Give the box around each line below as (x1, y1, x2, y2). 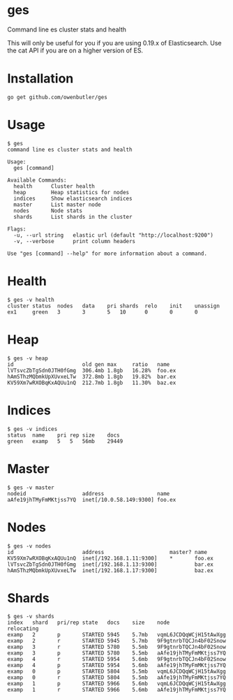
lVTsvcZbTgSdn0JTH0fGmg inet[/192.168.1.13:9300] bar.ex (7, 561, 214, 568)
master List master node (13, 201, 101, 208)
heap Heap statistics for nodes (13, 189, 130, 196)
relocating (7, 625, 39, 632)
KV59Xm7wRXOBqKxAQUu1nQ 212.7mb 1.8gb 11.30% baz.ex (7, 379, 176, 386)
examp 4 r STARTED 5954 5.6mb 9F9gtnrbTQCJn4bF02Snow (7, 656, 227, 663)
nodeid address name (7, 490, 170, 497)
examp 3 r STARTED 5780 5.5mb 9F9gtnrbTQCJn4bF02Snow (7, 643, 227, 651)
